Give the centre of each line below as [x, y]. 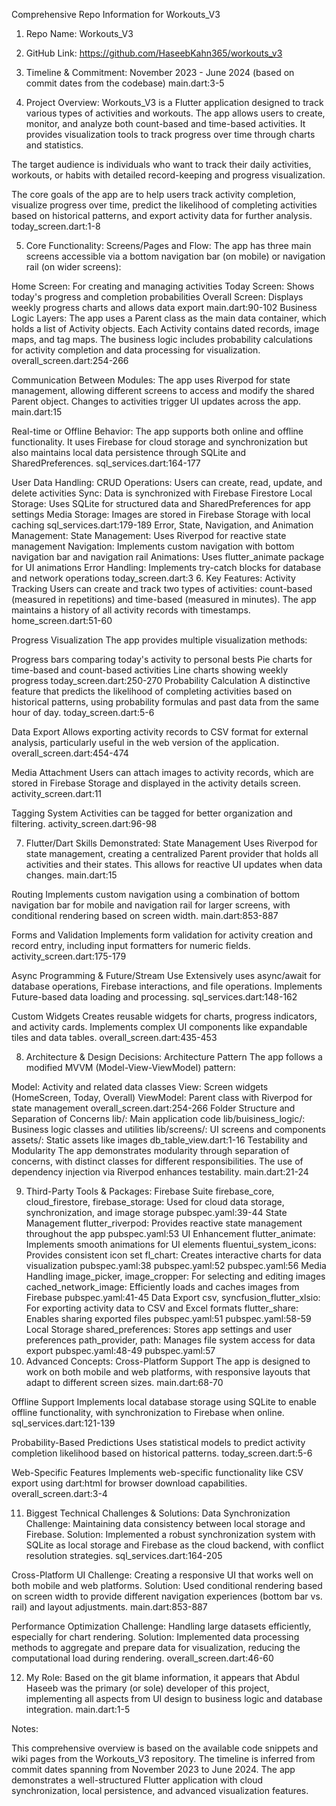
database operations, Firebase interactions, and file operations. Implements [167, 986]
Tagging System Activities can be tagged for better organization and [152, 813]
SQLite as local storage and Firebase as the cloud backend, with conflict [174, 1545]
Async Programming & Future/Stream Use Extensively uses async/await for [166, 975]
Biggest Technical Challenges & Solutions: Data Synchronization [158, 1513]
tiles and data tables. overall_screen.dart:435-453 [114, 1037]
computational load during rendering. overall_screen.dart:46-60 [142, 1658]
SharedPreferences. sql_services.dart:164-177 [106, 463]
